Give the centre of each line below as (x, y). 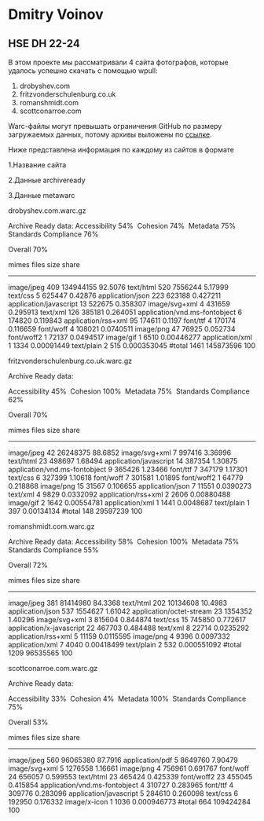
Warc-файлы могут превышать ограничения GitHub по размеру (115, 126)
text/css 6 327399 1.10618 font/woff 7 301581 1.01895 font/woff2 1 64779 (126, 478)
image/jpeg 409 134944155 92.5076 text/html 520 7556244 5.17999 (119, 287)
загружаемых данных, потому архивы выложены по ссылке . (110, 134)
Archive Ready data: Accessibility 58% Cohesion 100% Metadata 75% (124, 541)
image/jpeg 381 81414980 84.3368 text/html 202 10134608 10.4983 (118, 603)
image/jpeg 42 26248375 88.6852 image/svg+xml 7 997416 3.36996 (120, 453)
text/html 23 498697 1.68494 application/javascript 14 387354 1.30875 (123, 461)
